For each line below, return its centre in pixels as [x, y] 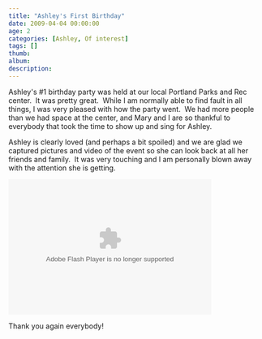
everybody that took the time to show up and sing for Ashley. [110, 126]
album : [19, 62]
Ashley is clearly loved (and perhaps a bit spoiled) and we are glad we [126, 142]
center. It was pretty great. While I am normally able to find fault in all [125, 100]
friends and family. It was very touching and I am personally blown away [130, 159]
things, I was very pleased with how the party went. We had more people [131, 109]
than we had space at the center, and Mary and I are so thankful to [120, 118]
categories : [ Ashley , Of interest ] [69, 39]
